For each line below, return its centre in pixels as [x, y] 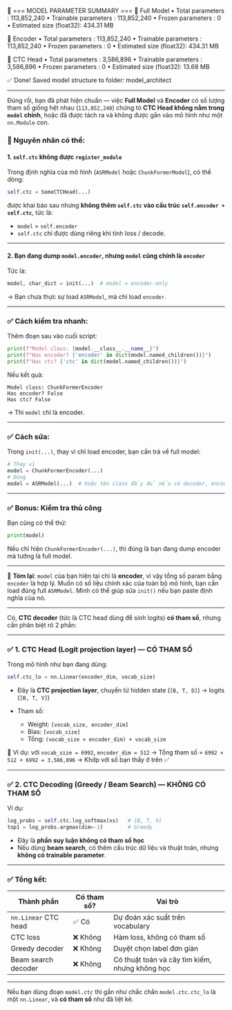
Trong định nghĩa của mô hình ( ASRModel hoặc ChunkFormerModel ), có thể [109, 172]
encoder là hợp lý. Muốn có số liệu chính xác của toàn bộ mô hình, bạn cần [113, 583]
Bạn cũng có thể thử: [37, 523]
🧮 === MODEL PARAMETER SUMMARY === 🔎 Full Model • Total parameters [116, 11]
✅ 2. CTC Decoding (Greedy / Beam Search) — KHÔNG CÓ [106, 785]
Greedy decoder [37, 949]
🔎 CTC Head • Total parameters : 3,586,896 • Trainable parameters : [105, 59]
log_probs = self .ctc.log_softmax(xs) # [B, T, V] [85, 821]
